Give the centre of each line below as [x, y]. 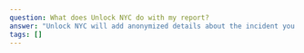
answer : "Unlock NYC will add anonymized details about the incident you [152, 26]
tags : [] [26, 34]
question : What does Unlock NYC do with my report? [109, 18]
